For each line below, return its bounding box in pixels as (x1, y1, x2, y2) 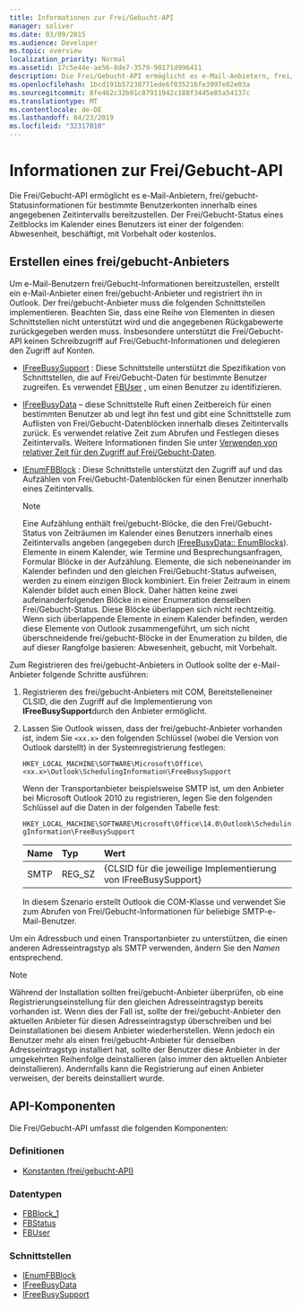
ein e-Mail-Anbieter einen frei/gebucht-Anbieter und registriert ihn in (9, 287, 262, 298)
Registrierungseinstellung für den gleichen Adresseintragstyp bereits (9, 996, 264, 1007)
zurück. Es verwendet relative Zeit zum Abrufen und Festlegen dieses (21, 428, 279, 438)
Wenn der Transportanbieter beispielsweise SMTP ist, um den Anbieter (21, 782, 285, 793)
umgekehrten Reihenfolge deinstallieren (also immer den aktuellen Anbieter (9, 1053, 288, 1065)
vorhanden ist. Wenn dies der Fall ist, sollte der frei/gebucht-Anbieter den (9, 1005, 281, 1016)
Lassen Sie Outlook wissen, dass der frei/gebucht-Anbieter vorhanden (21, 722, 283, 733)
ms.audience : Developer (9, 38, 99, 48)
